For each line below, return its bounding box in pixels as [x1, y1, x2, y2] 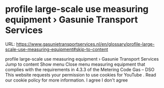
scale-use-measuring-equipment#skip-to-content [5, 46, 108, 52]
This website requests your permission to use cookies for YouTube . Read [5, 72, 156, 78]
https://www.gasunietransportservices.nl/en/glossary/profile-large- [16, 41, 155, 47]
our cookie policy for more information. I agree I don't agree [5, 77, 128, 83]
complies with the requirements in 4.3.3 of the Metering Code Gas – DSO [5, 66, 155, 73]
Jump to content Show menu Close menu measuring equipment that [5, 61, 146, 67]
